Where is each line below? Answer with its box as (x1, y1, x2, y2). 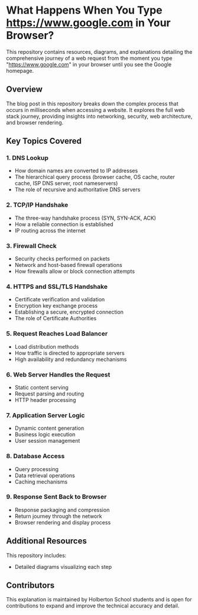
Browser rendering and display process (14, 519, 111, 526)
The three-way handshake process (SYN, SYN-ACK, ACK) (14, 214, 157, 221)
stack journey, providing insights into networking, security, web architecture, (6, 112, 193, 120)
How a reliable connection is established (14, 220, 113, 228)
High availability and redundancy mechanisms (14, 356, 127, 363)
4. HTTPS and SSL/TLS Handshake (6, 282, 108, 291)
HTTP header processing (14, 396, 76, 403)
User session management (14, 437, 80, 445)
